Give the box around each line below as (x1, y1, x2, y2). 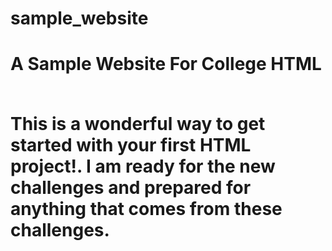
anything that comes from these (10, 198, 283, 221)
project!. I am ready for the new (10, 155, 276, 178)
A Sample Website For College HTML (10, 53, 322, 76)
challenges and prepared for (10, 177, 252, 199)
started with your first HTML (10, 134, 252, 157)
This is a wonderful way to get (10, 113, 266, 136)
